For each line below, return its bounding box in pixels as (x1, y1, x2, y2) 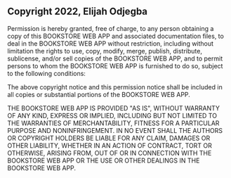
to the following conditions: (7, 69, 86, 77)
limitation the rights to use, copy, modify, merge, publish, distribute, (7, 46, 202, 55)
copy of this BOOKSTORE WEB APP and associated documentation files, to (7, 32, 225, 40)
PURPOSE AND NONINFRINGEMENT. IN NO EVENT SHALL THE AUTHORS (7, 126, 223, 134)
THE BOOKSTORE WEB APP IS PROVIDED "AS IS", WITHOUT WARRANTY (7, 103, 220, 112)
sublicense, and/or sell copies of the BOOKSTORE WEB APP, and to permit (7, 54, 223, 63)
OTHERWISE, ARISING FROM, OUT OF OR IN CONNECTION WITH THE (7, 148, 212, 157)
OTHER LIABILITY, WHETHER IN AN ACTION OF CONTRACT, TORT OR (7, 141, 212, 150)
